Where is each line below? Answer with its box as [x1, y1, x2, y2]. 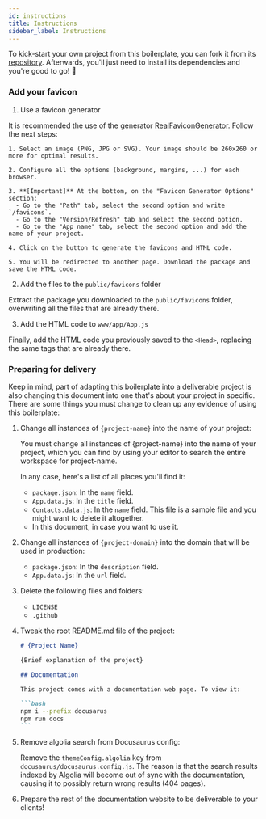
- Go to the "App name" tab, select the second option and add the [15, 222, 247, 230]
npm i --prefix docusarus [19, 707, 107, 716]
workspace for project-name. [19, 456, 118, 466]
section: [8, 194, 38, 202]
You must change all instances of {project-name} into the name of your [19, 438, 256, 449]
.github [31, 611, 58, 619]
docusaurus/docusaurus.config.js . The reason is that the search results [19, 761, 258, 770]
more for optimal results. [8, 151, 99, 160]
